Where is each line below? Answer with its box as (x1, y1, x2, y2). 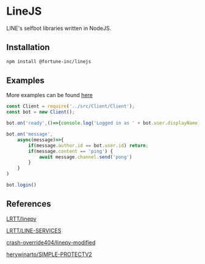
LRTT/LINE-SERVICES (6, 227, 62, 234)
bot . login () (6, 182, 37, 188)
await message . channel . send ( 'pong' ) (38, 154, 132, 160)
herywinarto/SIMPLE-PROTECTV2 (6, 251, 93, 258)
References (6, 199, 51, 209)
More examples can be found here (6, 92, 93, 99)
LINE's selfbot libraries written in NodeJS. (6, 24, 112, 32)
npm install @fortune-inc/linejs (6, 58, 92, 65)
